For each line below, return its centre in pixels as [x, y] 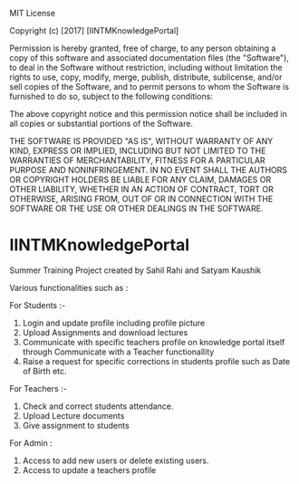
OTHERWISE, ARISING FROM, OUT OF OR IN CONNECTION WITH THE [141, 199]
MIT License [33, 13]
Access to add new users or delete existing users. [116, 460]
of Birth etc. [44, 371]
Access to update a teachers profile [89, 469]
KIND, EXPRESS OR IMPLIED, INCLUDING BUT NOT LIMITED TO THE [138, 150]
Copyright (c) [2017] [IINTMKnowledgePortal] [94, 30]
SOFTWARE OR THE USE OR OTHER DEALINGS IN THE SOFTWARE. [136, 208]
